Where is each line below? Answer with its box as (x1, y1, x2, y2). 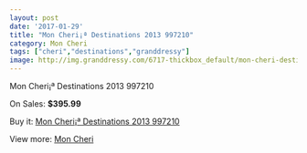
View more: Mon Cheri (9, 134, 94, 144)
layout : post (9, 13, 59, 23)
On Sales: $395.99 (9, 98, 82, 109)
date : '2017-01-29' (9, 22, 84, 31)
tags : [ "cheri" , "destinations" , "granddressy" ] (9, 47, 190, 56)
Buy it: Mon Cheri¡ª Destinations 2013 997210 (9, 116, 180, 127)
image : (9, 56, 35, 65)
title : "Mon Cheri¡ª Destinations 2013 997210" (9, 30, 195, 39)
